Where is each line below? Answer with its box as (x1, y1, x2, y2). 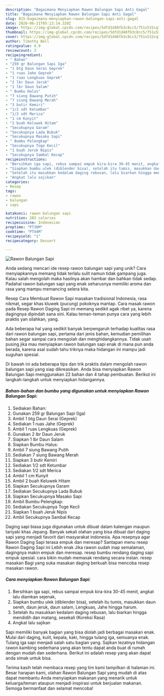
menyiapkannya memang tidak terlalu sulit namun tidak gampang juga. (5, 270, 147, 276)
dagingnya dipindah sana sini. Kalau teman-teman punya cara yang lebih (5, 311, 151, 317)
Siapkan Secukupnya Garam (12, 483, 70, 489)
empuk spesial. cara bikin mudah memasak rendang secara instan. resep (5, 555, 152, 561)
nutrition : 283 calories (5, 216, 56, 221)
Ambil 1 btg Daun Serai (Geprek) (12, 416, 77, 422)
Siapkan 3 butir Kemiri (12, 457, 57, 463)
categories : (5, 180, 30, 184)
